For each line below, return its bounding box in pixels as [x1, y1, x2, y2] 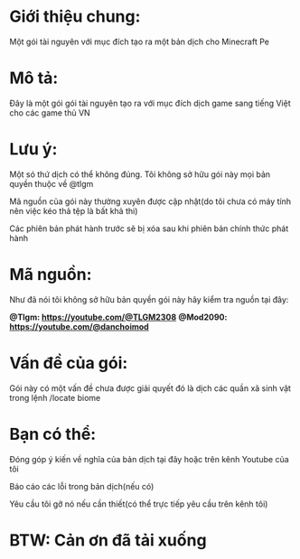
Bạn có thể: [9, 424, 97, 444]
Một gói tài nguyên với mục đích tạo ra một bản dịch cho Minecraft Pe [9, 36, 269, 47]
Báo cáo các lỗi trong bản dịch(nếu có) [9, 480, 155, 491]
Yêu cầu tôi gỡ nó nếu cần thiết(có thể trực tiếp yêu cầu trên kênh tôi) [9, 498, 268, 509]
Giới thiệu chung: [9, 6, 141, 27]
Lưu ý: [9, 139, 58, 160]
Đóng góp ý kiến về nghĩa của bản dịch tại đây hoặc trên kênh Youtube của [9, 453, 289, 464]
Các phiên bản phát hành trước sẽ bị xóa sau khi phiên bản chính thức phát [9, 223, 289, 234]
